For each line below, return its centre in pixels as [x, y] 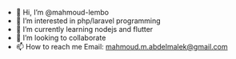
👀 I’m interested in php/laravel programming [88, 21]
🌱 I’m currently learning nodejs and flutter [84, 29]
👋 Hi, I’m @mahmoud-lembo [62, 12]
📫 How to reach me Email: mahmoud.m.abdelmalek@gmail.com [122, 47]
